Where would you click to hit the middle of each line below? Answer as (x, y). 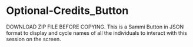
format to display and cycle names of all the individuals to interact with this (96, 32)
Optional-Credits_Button (67, 11)
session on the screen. (34, 39)
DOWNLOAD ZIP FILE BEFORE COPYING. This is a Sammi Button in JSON (95, 27)
